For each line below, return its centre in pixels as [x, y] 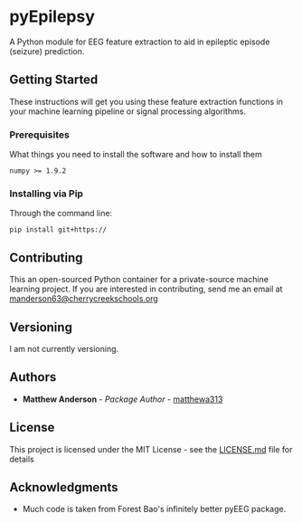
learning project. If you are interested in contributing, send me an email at [146, 289]
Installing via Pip [47, 194]
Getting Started [54, 80]
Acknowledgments [64, 487]
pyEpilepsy [52, 17]
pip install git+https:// [58, 230]
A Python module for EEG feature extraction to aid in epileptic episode [140, 42]
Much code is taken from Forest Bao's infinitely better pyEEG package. [154, 509]
